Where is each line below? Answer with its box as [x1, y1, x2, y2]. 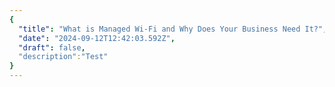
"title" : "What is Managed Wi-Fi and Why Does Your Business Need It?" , [18, 24, 328, 34]
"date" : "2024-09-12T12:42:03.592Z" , [18, 33, 176, 43]
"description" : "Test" [18, 52, 109, 62]
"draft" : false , [18, 42, 86, 53]
